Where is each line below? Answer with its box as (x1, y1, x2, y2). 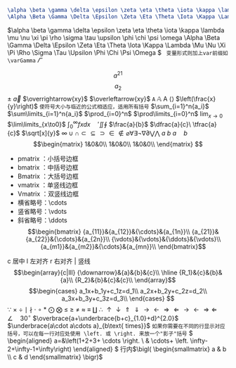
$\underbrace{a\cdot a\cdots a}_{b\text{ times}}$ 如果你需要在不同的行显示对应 (7, 322, 225, 330)
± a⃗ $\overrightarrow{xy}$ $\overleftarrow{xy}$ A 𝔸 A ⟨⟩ (7, 95, 174, 103)
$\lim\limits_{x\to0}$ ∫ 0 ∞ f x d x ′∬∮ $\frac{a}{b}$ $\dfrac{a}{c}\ (7, 119, 191, 130)
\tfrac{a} (192, 120, 218, 128)
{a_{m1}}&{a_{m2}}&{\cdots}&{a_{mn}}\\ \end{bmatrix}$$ (40, 243, 206, 251)
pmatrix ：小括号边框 (17, 155, 79, 163)
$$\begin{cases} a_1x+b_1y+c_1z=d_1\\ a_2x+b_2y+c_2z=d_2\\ (29, 287, 207, 296)
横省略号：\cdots (17, 198, 67, 207)
